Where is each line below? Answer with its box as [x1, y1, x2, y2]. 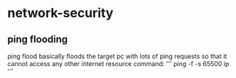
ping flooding [7, 33, 68, 45]
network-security [7, 5, 114, 21]
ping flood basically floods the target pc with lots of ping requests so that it [7, 52, 227, 60]
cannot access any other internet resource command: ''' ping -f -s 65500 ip [7, 60, 230, 68]
